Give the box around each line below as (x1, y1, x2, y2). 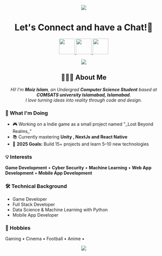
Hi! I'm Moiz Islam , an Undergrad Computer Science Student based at (10, 86, 157, 92)
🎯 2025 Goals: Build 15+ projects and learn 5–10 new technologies (12, 141, 149, 147)
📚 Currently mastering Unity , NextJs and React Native (12, 134, 128, 140)
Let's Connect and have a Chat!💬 (14, 22, 153, 33)
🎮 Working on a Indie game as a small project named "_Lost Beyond (12, 121, 154, 127)
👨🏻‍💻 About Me (61, 73, 107, 82)
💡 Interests (5, 153, 32, 160)
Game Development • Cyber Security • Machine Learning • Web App (5, 165, 152, 171)
